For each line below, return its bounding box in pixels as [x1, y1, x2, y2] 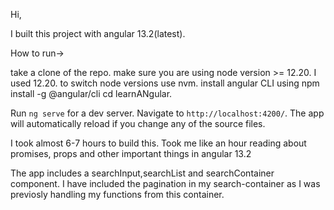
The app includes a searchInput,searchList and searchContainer [10, 167, 275, 179]
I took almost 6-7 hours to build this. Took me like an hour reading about [10, 137, 307, 149]
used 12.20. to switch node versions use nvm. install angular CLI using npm [10, 77, 320, 89]
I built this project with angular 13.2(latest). [10, 28, 186, 39]
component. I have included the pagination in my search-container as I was [10, 178, 321, 189]
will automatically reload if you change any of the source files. [10, 118, 266, 129]
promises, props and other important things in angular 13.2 [10, 148, 252, 159]
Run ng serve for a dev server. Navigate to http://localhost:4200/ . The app [10, 107, 325, 119]
